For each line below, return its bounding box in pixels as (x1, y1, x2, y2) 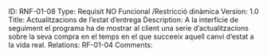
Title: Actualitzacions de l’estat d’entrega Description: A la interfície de (8, 15, 239, 24)
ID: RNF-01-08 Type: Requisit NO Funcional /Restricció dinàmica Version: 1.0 (8, 7, 259, 16)
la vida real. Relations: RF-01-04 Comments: (8, 40, 153, 50)
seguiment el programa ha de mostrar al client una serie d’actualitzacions (8, 24, 249, 32)
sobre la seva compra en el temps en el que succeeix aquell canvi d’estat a (8, 32, 254, 41)
